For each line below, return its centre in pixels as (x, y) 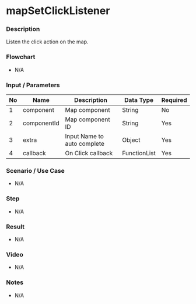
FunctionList (139, 153)
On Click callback (89, 153)
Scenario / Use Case (36, 171)
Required (174, 100)
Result (15, 227)
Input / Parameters (33, 85)
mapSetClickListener (58, 11)
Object (131, 140)
